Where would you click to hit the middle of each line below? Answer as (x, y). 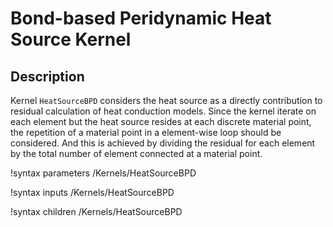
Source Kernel (71, 39)
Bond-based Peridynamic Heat (141, 18)
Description (47, 76)
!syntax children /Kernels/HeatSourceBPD (96, 211)
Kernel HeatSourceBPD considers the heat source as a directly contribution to (166, 100)
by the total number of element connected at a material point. (136, 153)
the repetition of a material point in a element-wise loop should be (146, 132)
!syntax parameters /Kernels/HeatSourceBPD (103, 173)
